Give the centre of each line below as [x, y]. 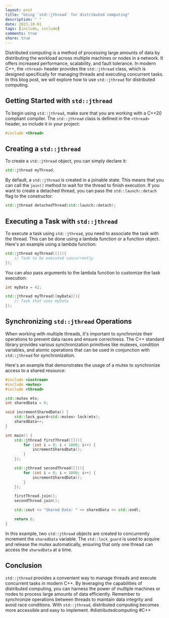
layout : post [19, 10]
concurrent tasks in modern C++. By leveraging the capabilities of [74, 583]
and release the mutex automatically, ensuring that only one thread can [79, 544]
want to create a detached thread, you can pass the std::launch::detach [81, 191]
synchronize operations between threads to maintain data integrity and [79, 599]
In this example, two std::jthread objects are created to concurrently [77, 533]
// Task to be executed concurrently [54, 258]
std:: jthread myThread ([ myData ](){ [43, 296]
